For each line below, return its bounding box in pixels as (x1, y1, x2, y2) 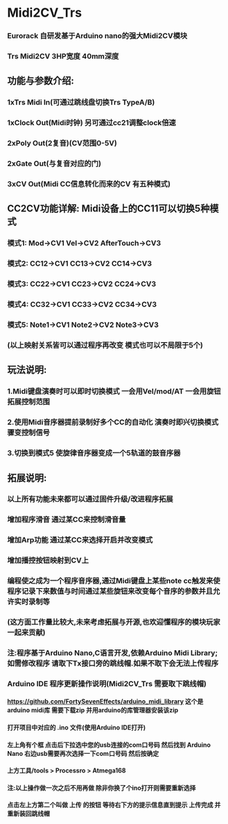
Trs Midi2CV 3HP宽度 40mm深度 (7, 51, 119, 61)
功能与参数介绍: (7, 75, 75, 87)
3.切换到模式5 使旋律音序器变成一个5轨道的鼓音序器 (7, 449, 181, 458)
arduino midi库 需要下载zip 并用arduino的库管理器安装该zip (7, 706, 179, 714)
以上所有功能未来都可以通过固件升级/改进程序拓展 (7, 494, 173, 504)
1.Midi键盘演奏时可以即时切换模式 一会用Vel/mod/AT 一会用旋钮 (7, 387, 221, 396)
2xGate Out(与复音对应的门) (7, 159, 102, 168)
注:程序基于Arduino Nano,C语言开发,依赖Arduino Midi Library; (7, 648, 218, 658)
